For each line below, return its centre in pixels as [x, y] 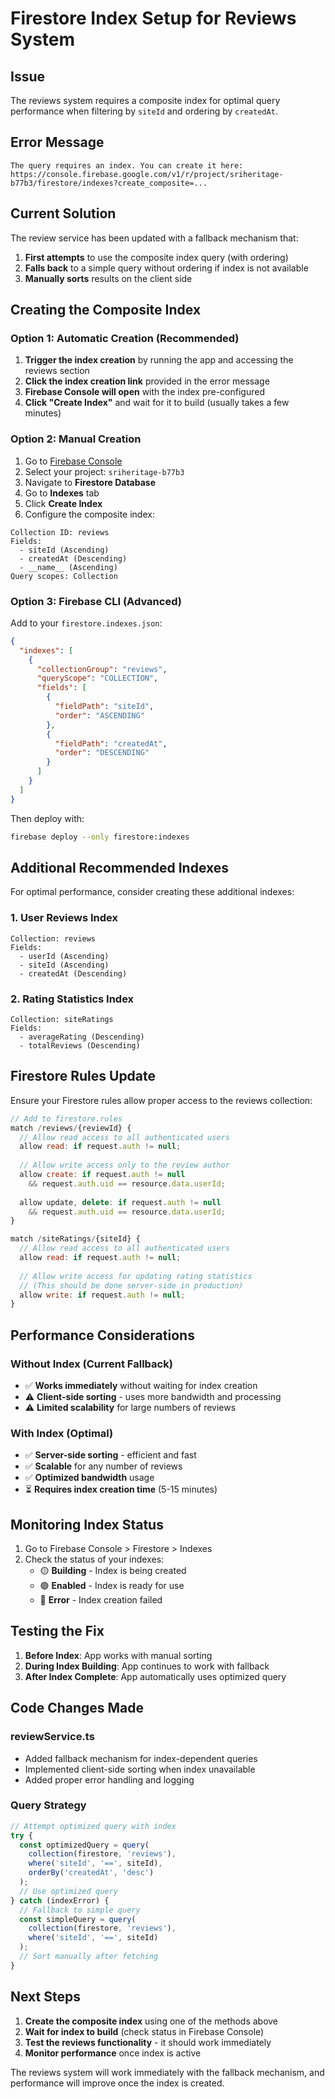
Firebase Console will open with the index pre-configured [144, 392]
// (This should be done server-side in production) [131, 1285]
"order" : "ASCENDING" [99, 715]
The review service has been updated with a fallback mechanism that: [154, 238]
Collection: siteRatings [62, 1019]
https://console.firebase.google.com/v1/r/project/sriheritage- [147, 174]
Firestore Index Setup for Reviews [153, 18]
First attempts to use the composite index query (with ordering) [156, 257]
